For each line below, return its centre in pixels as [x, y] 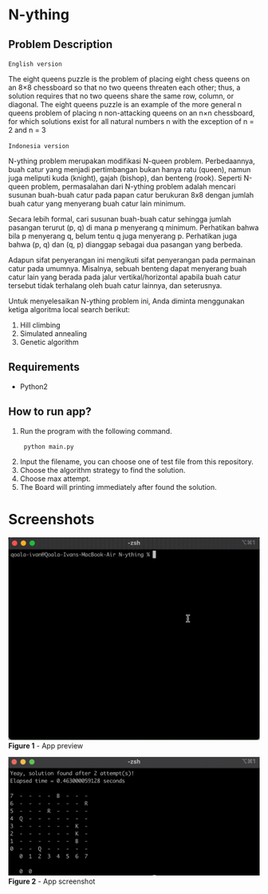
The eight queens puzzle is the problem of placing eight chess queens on [129, 79]
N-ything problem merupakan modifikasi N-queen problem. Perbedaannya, [132, 161]
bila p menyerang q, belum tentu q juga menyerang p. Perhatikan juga [123, 236]
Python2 [33, 387]
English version [35, 64]
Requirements [44, 367]
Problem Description [61, 44]
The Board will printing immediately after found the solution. [118, 487]
